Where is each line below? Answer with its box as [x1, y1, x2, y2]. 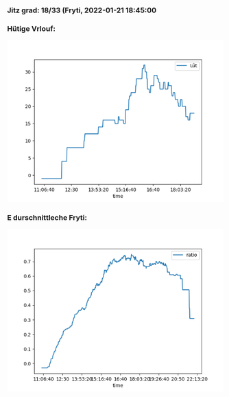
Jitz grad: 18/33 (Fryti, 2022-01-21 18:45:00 [7, 5, 157, 15]
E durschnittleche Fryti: [7, 213, 88, 223]
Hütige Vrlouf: [7, 23, 56, 33]
